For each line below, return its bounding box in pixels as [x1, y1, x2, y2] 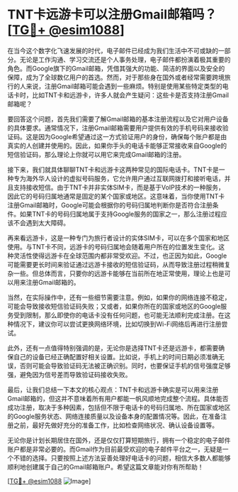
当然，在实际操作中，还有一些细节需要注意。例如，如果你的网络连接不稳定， [7, 293, 231, 302]
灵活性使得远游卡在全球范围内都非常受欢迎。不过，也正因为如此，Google [13, 251, 227, 260]
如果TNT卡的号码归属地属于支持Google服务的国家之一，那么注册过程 [19, 209, 221, 218]
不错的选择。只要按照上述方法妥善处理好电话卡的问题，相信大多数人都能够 [13, 454, 231, 462]
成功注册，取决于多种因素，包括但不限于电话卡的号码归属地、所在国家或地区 [7, 403, 231, 412]
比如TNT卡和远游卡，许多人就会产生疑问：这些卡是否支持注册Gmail [31, 90, 229, 99]
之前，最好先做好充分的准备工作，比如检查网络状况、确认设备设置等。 [13, 420, 218, 430]
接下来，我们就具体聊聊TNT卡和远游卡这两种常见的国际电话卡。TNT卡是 [7, 165, 220, 174]
